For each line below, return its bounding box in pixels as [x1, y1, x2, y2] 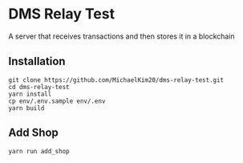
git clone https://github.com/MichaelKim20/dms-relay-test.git [8, 75, 225, 84]
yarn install [8, 90, 52, 98]
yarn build [8, 104, 45, 112]
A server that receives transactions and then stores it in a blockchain [8, 31, 235, 41]
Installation [8, 55, 66, 68]
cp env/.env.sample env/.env [8, 97, 106, 105]
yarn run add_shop [8, 147, 70, 155]
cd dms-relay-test [8, 83, 70, 91]
